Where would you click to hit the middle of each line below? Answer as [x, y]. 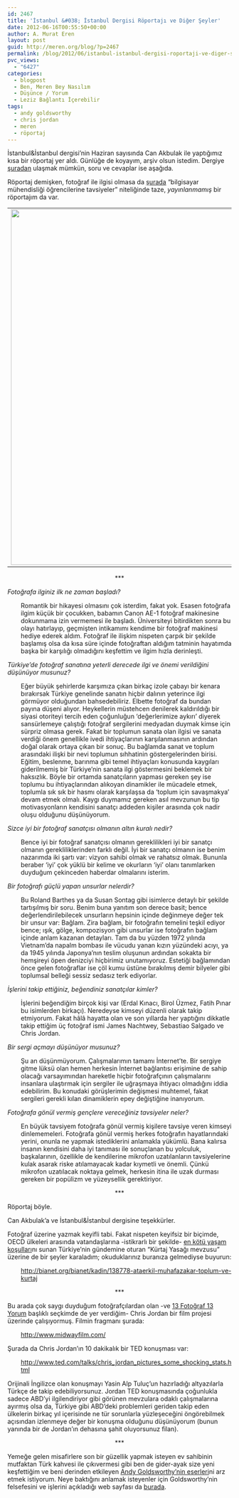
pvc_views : [23, 60]
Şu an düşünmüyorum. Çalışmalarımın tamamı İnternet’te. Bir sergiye [121, 1061]
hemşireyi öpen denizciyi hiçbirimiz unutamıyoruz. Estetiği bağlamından [126, 960]
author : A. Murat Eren [41, 34]
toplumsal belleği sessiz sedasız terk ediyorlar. [89, 976]
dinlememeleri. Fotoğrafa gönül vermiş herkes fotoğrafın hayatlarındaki [125, 1134]
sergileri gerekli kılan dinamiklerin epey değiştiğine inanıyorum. [113, 1099]
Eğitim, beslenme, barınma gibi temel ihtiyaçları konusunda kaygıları [120, 762]
